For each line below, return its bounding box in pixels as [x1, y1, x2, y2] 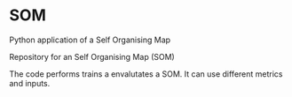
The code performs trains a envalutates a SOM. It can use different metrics [9, 68, 283, 79]
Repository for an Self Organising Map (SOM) [9, 51, 175, 62]
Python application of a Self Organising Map [9, 34, 171, 45]
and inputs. [9, 78, 51, 88]
